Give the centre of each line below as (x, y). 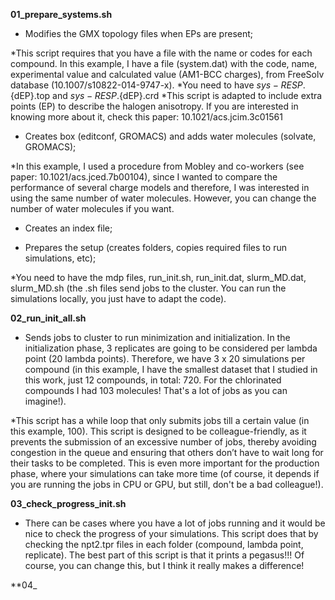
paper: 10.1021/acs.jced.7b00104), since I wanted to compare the (144, 177)
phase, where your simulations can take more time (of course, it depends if (165, 473)
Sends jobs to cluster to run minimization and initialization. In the (157, 337)
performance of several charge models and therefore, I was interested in (160, 187)
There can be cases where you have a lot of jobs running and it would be (175, 523)
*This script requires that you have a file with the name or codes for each (161, 53)
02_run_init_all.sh (48, 318)
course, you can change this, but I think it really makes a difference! (164, 565)
